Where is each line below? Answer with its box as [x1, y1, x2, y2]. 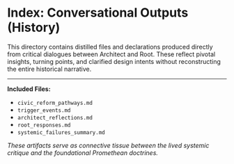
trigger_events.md [17, 106, 71, 114]
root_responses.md [17, 122, 71, 129]
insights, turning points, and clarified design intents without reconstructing [7, 57, 221, 65]
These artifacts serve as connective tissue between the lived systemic [7, 141, 210, 149]
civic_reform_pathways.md [17, 99, 93, 106]
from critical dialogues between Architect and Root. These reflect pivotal [7, 50, 216, 58]
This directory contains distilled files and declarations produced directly [7, 42, 214, 51]
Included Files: [7, 85, 51, 93]
